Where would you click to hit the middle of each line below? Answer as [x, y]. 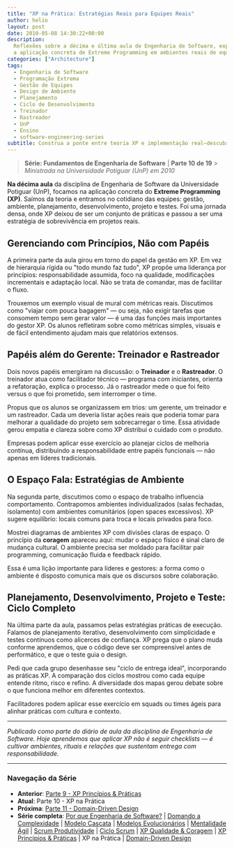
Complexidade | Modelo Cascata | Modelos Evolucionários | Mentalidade [122, 823]
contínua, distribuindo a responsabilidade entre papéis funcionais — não [111, 450]
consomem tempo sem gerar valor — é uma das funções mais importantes [114, 317]
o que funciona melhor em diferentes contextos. [76, 691]
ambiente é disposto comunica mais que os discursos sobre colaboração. [113, 576]
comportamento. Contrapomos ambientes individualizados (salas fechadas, [116, 504]
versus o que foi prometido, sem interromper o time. [82, 393]
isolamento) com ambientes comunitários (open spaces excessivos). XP [110, 511]
